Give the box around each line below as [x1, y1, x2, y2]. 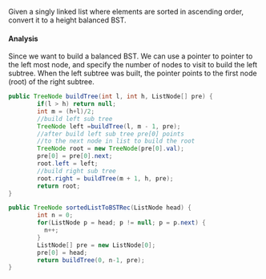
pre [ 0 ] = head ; [37, 249, 88, 257]
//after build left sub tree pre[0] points [37, 130, 184, 138]
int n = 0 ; [37, 212, 74, 220]
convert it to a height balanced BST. [8, 15, 127, 25]
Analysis [8, 34, 38, 43]
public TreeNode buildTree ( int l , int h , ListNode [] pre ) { [8, 92, 214, 101]
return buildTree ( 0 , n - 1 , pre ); [37, 256, 146, 264]
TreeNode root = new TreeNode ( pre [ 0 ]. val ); [37, 144, 184, 153]
